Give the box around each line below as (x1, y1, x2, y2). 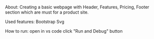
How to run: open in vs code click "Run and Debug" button (5, 28, 123, 34)
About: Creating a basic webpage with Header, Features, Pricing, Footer (5, 4, 150, 10)
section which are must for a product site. (5, 9, 89, 15)
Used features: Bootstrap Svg (5, 19, 64, 24)
